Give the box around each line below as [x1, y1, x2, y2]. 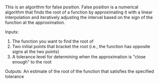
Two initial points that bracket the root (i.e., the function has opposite [12, 44, 151, 49]
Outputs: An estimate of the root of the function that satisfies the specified [5, 68, 154, 74]
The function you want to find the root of [12, 38, 94, 44]
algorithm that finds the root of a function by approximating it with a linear [5, 9, 153, 15]
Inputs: [5, 29, 19, 34]
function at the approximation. [5, 19, 66, 25]
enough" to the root [12, 59, 52, 65]
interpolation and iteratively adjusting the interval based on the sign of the [5, 15, 153, 20]
